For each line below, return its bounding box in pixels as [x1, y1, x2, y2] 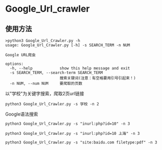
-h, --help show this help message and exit [10, 66, 130, 71]
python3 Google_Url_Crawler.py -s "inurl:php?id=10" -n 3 [5, 121, 130, 126]
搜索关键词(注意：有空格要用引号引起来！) [59, 76, 136, 81]
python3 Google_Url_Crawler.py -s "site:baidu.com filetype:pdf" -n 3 [5, 140, 157, 145]
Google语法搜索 [5, 111, 38, 117]
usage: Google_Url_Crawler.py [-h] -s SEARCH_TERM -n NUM [5, 43, 130, 48]
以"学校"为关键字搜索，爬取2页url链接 [5, 91, 85, 96]
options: [5, 61, 24, 66]
